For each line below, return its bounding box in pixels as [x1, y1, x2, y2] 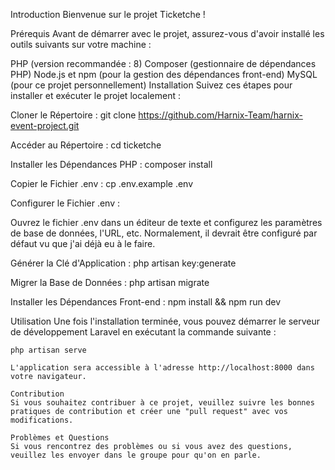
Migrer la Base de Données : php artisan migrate [10, 277, 210, 288]
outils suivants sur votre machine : [10, 39, 152, 50]
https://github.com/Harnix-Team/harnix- [138, 109, 303, 121]
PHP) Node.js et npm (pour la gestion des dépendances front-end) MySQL [10, 69, 318, 80]
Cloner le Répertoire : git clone [10, 109, 137, 121]
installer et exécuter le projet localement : [10, 90, 181, 101]
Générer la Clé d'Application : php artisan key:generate [10, 257, 237, 269]
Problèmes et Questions [10, 433, 110, 443]
